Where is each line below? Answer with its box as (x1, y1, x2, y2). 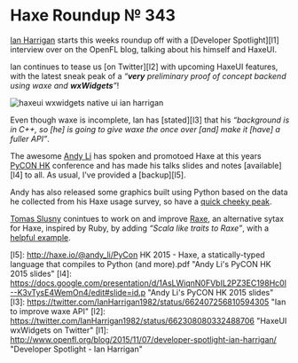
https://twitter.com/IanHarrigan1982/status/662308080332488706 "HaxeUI (10, 315, 287, 326)
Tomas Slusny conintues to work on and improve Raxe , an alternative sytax (10, 213, 285, 224)
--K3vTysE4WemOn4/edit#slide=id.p (10, 287, 146, 297)
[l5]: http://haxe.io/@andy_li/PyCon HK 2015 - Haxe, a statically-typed (10, 249, 265, 260)
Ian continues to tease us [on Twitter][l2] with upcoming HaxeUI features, (10, 61, 278, 72)
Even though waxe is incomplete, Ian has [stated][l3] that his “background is (10, 114, 290, 125)
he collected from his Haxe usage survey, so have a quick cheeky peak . (10, 196, 272, 207)
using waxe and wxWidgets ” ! (10, 80, 120, 91)
